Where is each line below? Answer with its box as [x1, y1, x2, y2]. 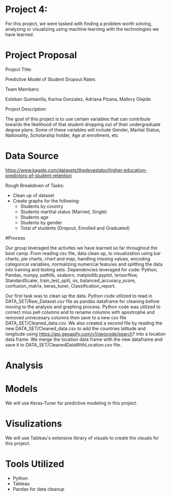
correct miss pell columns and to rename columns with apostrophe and [5, 309, 155, 315]
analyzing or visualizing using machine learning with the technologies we [5, 26, 159, 32]
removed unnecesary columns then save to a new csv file [5, 314, 127, 320]
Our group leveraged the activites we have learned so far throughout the [5, 245, 158, 251]
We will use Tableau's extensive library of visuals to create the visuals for [5, 435, 159, 441]
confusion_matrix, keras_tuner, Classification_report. [5, 283, 116, 289]
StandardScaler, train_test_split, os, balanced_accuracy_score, [5, 277, 136, 284]
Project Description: [5, 106, 47, 112]
